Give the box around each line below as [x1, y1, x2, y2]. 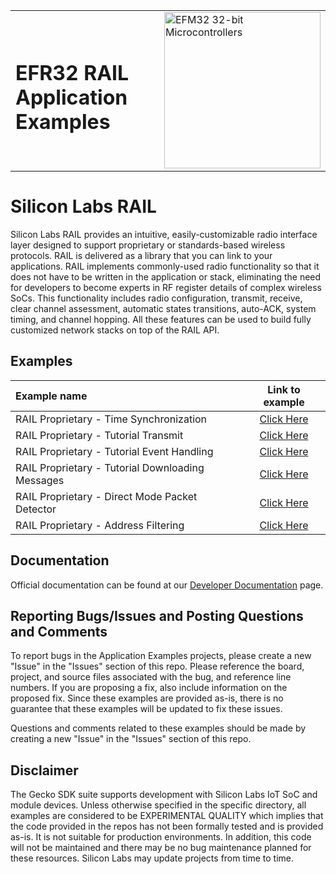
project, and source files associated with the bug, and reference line [10, 671, 292, 683]
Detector [15, 502, 57, 516]
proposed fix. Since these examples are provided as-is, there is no [10, 692, 284, 704]
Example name [15, 389, 88, 403]
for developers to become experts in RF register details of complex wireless [10, 281, 322, 293]
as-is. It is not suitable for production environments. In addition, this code [10, 831, 312, 843]
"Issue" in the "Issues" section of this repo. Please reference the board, [10, 660, 305, 673]
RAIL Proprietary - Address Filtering [15, 518, 185, 532]
